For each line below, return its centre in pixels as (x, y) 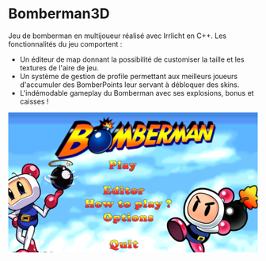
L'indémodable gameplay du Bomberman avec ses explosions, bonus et (137, 93)
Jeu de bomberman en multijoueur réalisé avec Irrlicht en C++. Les (118, 36)
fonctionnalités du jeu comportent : (65, 43)
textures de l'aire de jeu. (59, 67)
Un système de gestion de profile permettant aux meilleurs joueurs (129, 76)
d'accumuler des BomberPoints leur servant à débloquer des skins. (129, 85)
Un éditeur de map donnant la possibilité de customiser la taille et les (132, 59)
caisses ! (34, 101)
